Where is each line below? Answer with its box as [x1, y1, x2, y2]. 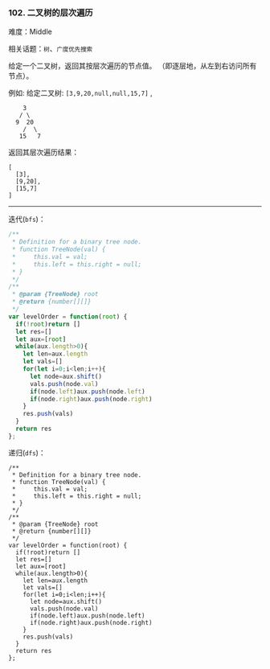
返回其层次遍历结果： [8, 147, 79, 158]
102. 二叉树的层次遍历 [8, 6, 94, 18]
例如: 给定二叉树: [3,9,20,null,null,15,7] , [8, 88, 153, 98]
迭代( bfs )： [8, 215, 46, 224]
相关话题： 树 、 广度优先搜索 [8, 44, 93, 54]
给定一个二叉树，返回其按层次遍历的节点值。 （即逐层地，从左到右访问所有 [8, 61, 257, 71]
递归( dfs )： [8, 448, 46, 458]
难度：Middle [8, 27, 52, 37]
